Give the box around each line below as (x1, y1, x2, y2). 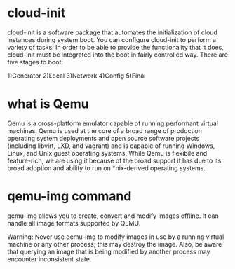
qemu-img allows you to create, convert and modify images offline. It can (7, 212, 219, 220)
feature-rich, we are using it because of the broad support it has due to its (7, 156, 222, 165)
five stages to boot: (7, 57, 63, 66)
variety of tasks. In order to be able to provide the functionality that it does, (7, 43, 224, 51)
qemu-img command (7, 188, 132, 205)
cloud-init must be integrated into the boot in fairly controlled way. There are (7, 50, 228, 59)
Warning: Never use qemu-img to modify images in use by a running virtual (7, 233, 224, 241)
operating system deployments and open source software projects (7, 134, 200, 142)
